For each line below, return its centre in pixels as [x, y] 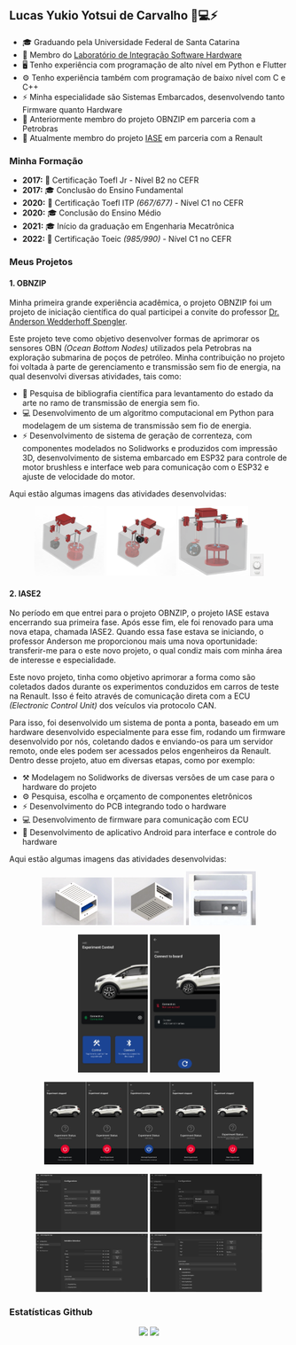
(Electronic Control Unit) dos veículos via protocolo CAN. [113, 706]
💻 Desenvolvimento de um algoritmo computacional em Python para [148, 413]
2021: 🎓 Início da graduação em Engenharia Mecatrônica [128, 226]
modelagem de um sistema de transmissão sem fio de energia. [136, 426]
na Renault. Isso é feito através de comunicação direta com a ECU [130, 696]
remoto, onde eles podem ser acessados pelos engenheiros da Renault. [140, 751]
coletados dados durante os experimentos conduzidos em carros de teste [144, 687]
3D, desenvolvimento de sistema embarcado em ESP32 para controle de [155, 458]
